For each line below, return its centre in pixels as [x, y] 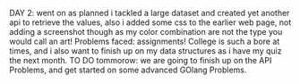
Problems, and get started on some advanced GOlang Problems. [128, 70]
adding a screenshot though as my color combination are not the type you [146, 32]
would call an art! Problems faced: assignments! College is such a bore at [145, 41]
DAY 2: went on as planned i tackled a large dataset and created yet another [150, 13]
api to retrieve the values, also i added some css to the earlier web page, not [150, 22]
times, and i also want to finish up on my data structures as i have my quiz [146, 51]
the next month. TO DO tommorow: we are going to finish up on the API [141, 60]
